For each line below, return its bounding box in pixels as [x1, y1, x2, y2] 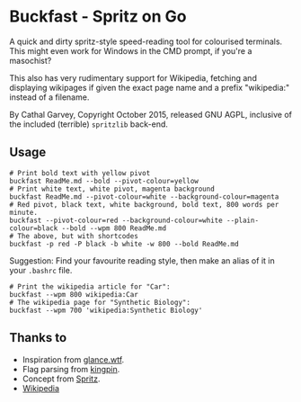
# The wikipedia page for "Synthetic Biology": [9, 298, 191, 307]
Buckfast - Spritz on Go [9, 6, 187, 27]
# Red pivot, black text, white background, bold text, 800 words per [9, 200, 279, 209]
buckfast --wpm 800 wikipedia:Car [9, 290, 139, 299]
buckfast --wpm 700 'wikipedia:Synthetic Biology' [9, 306, 203, 315]
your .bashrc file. [9, 264, 73, 275]
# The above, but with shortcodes [9, 231, 139, 240]
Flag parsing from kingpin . [22, 363, 120, 374]
